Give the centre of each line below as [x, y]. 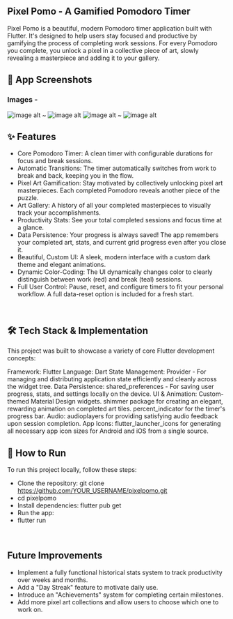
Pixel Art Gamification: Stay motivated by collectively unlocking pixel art [120, 183]
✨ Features [32, 136]
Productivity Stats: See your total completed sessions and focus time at [120, 220]
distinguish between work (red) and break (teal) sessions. [100, 280]
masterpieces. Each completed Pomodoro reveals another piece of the [119, 190]
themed [18, 402]
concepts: [22, 358]
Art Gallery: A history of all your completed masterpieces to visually [114, 206]
